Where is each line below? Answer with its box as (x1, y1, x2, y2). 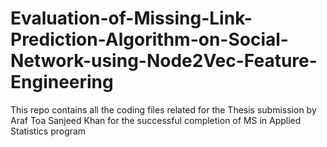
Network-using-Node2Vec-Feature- (10, 50, 318, 72)
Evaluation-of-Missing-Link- (10, 7, 253, 30)
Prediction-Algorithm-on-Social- (10, 28, 289, 51)
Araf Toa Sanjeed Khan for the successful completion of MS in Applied (10, 114, 302, 126)
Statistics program (10, 125, 87, 137)
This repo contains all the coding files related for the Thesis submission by (10, 103, 317, 116)
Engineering (10, 71, 114, 94)
